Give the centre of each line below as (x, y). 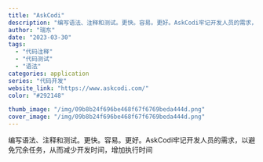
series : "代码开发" (38, 81)
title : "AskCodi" (37, 15)
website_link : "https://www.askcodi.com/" (79, 88)
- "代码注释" (34, 52)
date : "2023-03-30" (40, 37)
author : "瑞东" (32, 30)
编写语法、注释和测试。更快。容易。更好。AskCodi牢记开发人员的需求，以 (128, 140)
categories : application (49, 74)
